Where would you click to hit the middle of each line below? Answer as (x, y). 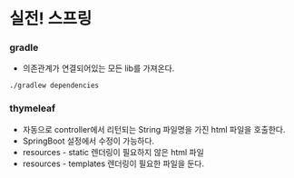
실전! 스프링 (51, 19)
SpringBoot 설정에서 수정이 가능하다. (88, 141)
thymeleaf (33, 108)
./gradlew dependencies (54, 86)
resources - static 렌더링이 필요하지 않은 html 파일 (113, 152)
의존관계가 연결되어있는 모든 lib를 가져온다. (98, 68)
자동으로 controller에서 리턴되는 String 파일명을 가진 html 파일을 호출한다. (154, 129)
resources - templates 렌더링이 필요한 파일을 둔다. (113, 163)
